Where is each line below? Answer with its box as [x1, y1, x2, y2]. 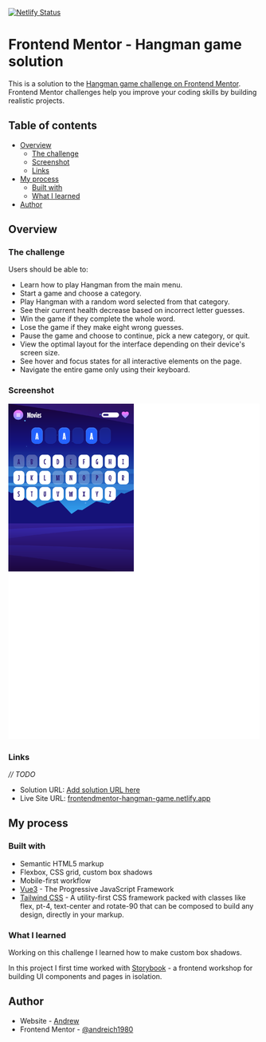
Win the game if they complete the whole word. [19, 314, 176, 323]
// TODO [8, 770, 36, 779]
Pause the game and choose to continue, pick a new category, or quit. [19, 331, 251, 341]
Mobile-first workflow [19, 875, 92, 886]
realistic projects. [8, 96, 65, 105]
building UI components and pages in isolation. [8, 972, 162, 981]
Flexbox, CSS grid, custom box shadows [19, 867, 153, 877]
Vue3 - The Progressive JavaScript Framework [19, 884, 174, 893]
